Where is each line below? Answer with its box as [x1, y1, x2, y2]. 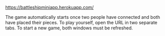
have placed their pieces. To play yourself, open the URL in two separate [5, 20, 158, 25]
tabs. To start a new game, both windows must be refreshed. [5, 25, 133, 31]
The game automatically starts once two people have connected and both [5, 14, 160, 20]
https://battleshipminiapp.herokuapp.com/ [5, 5, 94, 10]
